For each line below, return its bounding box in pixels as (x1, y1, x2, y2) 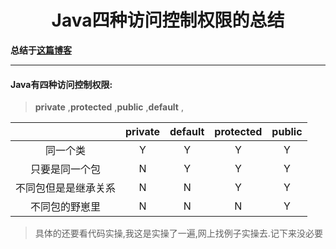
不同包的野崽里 (30, 200, 102, 214)
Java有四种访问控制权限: (10, 78, 113, 90)
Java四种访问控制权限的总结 (51, 9, 285, 32)
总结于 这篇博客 (10, 44, 72, 56)
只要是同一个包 (30, 162, 102, 176)
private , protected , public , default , (34, 101, 184, 113)
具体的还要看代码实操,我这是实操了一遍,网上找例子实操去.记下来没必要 (34, 227, 323, 240)
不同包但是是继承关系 (15, 181, 117, 195)
